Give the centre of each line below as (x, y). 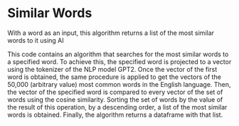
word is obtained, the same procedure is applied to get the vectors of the (115, 77)
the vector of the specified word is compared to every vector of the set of (115, 92)
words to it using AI (36, 40)
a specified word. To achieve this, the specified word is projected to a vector (119, 61)
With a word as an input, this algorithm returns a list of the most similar (111, 33)
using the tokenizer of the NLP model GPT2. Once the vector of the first (112, 69)
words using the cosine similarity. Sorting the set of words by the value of (115, 99)
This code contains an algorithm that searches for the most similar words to (118, 54)
